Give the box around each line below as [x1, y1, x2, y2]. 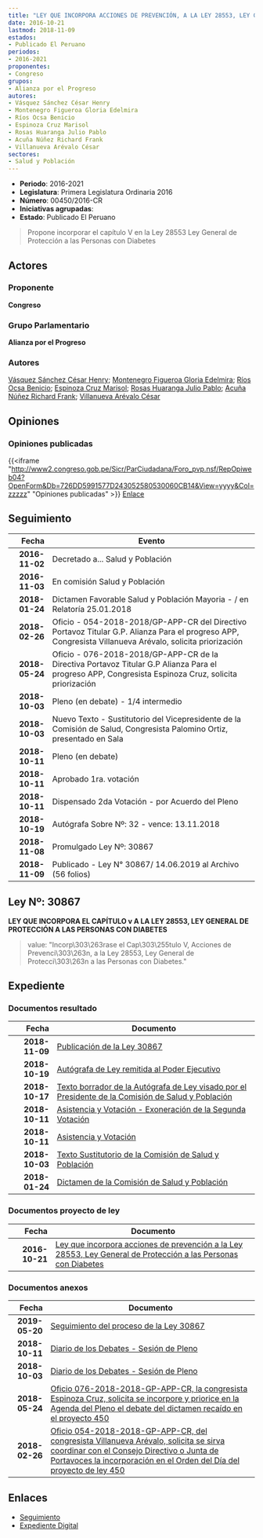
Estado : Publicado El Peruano [19, 213, 116, 222]
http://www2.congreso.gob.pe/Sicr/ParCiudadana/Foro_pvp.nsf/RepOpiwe [11, 464, 252, 474]
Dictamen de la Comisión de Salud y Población [56, 1177, 229, 1188]
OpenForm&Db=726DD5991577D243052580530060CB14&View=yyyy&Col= [8, 481, 254, 491]
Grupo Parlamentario [8, 320, 90, 331]
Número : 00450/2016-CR [19, 196, 103, 205]
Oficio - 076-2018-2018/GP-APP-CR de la [52, 649, 219, 660]
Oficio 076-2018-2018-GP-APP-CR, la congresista [50, 1383, 248, 1394]
